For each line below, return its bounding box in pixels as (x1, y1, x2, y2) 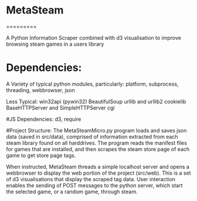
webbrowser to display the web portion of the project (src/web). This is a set (6, 169, 191, 176)
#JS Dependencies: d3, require (6, 115, 81, 122)
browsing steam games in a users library (6, 40, 104, 47)
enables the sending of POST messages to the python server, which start (6, 182, 183, 189)
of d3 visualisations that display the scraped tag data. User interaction (6, 175, 176, 182)
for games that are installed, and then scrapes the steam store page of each (6, 145, 190, 152)
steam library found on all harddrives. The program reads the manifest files (6, 139, 188, 147)
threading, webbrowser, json (6, 86, 75, 94)
